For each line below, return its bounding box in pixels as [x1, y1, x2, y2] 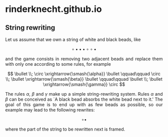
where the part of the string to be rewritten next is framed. [5, 126, 125, 132]
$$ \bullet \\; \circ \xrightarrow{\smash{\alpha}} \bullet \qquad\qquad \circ [7, 71, 161, 77]
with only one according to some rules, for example [5, 61, 111, 67]
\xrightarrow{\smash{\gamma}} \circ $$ [42, 81, 125, 87]
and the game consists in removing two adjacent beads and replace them [5, 56, 163, 62]
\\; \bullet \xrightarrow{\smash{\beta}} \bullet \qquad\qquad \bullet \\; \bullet [5, 76, 162, 82]
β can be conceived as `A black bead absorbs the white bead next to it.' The [5, 96, 163, 102]
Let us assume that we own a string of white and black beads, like [5, 36, 141, 42]
